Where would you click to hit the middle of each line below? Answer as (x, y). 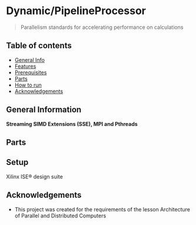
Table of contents (39, 46)
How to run (28, 85)
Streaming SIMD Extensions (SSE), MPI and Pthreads (72, 124)
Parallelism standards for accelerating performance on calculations (102, 27)
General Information (44, 110)
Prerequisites (31, 72)
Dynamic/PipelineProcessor (76, 11)
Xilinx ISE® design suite (34, 176)
